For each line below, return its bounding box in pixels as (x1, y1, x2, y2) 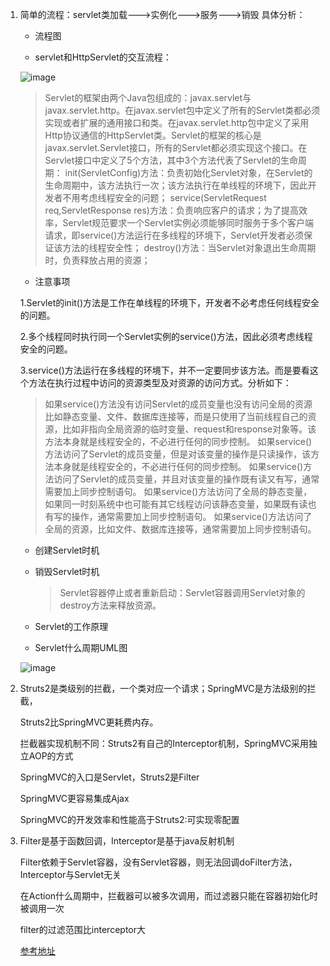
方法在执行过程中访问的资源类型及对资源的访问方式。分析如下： (28, 377, 292, 388)
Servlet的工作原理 (34, 621, 109, 632)
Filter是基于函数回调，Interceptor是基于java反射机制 (19, 835, 235, 847)
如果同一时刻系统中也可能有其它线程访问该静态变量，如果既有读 (44, 498, 308, 510)
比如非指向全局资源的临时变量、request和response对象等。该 (62, 423, 317, 435)
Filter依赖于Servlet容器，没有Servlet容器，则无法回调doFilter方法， (19, 856, 298, 868)
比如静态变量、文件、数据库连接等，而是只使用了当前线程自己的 (44, 411, 308, 422)
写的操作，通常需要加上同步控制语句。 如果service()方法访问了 (53, 511, 313, 522)
